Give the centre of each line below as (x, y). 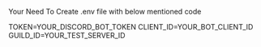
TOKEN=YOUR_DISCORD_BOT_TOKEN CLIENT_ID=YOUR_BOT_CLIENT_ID (131, 27)
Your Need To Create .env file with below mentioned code (105, 12)
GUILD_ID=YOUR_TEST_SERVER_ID (67, 35)
